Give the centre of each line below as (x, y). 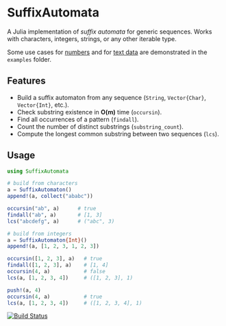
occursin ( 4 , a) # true (55, 297)
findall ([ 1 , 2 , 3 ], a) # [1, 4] (58, 265)
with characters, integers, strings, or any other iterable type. (92, 38)
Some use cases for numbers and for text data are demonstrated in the (107, 52)
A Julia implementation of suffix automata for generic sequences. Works (110, 32)
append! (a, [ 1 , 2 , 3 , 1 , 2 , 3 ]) (53, 247)
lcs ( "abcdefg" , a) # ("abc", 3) (61, 221)
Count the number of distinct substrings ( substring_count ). (100, 126)
